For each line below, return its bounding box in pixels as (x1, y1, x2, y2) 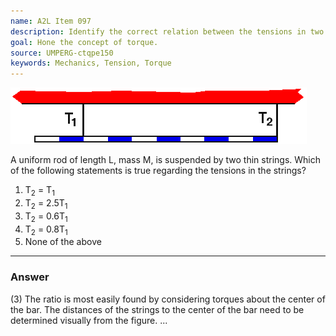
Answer (10, 270, 50, 284)
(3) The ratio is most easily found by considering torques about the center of (10, 293, 326, 305)
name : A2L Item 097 (10, 16, 92, 26)
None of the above (24, 236, 102, 248)
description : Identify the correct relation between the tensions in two (10, 26, 325, 37)
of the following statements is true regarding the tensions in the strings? (10, 165, 307, 177)
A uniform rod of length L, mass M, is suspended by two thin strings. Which (10, 154, 322, 166)
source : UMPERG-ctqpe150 (10, 48, 114, 58)
